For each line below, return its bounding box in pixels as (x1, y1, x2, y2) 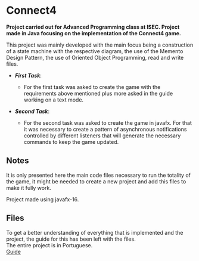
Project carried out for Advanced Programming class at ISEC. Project (6, 23, 180, 30)
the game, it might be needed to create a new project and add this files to (6, 177, 186, 185)
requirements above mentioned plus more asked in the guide (23, 90, 173, 97)
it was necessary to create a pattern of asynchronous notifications (23, 125, 187, 133)
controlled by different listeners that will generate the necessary (23, 132, 181, 139)
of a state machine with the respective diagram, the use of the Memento (6, 47, 184, 54)
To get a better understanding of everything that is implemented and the (6, 229, 184, 236)
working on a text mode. (23, 96, 84, 103)
